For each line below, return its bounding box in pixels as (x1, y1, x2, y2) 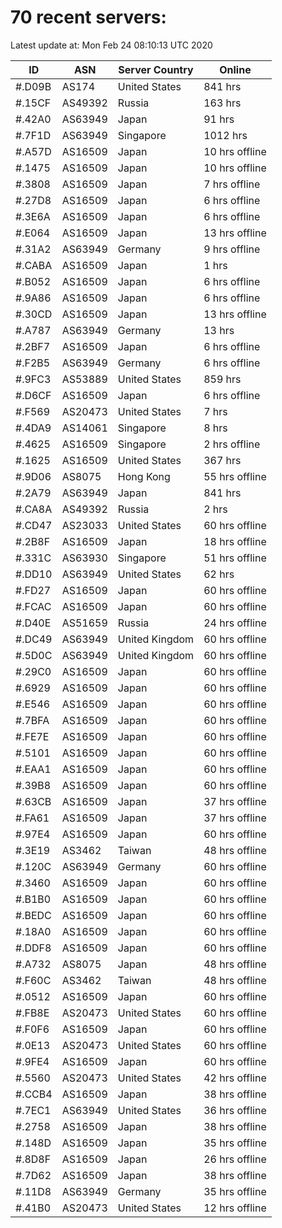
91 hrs (203, 112, 235, 126)
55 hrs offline (203, 469, 267, 483)
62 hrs (203, 567, 235, 581)
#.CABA (15, 258, 53, 272)
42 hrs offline (203, 1071, 267, 1085)
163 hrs (203, 96, 242, 110)
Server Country (118, 62, 194, 76)
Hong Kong (117, 469, 171, 483)
